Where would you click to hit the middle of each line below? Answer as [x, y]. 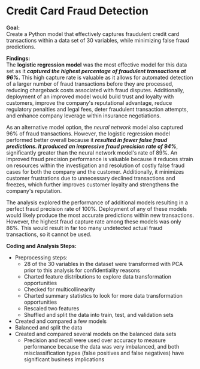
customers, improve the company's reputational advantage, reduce [89, 102]
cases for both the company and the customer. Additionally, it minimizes [95, 171]
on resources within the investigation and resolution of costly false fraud [96, 165]
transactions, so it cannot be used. [49, 234]
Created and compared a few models [60, 321]
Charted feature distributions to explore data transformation [98, 276]
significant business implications [64, 359]
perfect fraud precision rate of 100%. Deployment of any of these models [97, 208]
